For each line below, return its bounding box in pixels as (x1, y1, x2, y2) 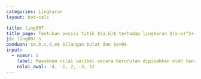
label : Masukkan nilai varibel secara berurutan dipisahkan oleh (17, 58, 184, 64)
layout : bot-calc (6, 14, 50, 20)
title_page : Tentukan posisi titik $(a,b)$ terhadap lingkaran (6, 30, 167, 36)
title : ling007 (6, 25, 44, 31)
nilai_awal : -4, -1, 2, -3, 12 (17, 64, 95, 69)
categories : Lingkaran (6, 8, 63, 15)
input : (6, 47, 23, 53)
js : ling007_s (6, 36, 42, 42)
